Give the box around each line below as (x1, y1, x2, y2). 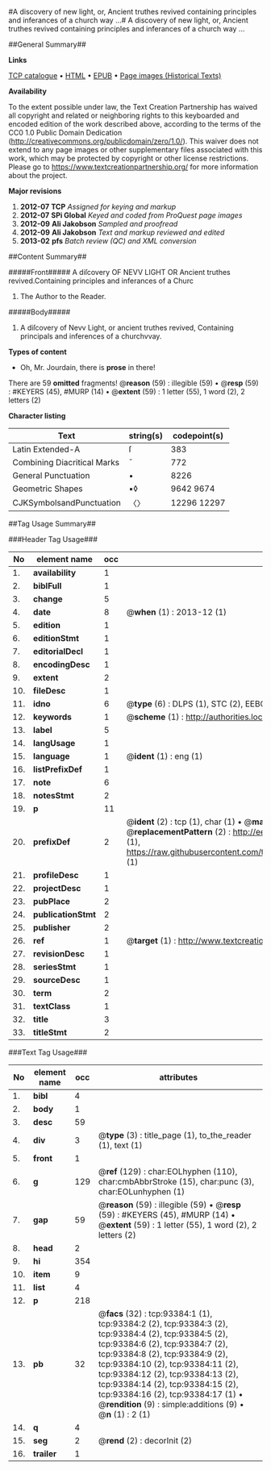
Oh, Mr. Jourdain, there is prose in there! (19, 363, 156, 372)
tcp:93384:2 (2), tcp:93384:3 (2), (98, 1318, 228, 1329)
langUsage (33, 738, 76, 748)
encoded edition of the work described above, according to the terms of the (8, 119, 261, 128)
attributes (159, 1072, 198, 1083)
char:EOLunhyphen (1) (98, 1186, 186, 1197)
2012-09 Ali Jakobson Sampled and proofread (19, 219, 178, 228)
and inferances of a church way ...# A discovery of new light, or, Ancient (8, 15, 248, 25)
